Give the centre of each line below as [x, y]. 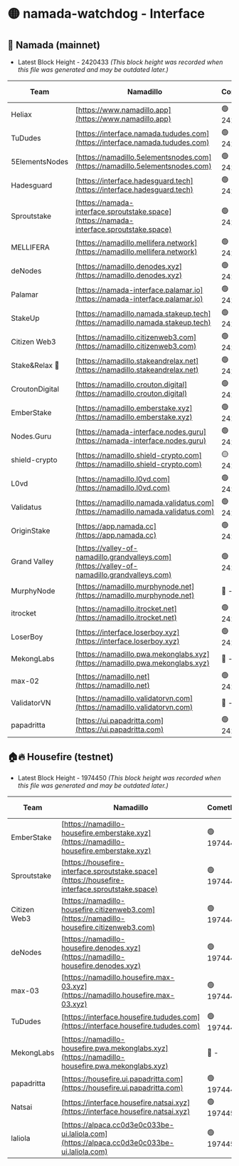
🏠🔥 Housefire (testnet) [60, 757]
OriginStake [31, 531]
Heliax [21, 114]
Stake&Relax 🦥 [35, 365]
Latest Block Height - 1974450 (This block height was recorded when [119, 777]
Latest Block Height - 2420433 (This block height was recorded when [120, 62]
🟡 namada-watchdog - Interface [106, 14]
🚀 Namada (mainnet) [54, 45]
